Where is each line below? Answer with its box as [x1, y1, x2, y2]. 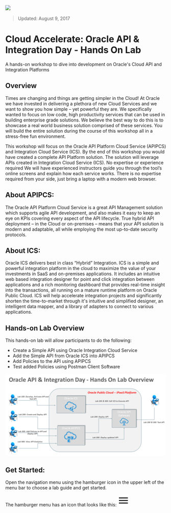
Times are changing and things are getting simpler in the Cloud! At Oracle [5, 95, 160, 101]
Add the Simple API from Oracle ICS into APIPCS [12, 353, 115, 359]
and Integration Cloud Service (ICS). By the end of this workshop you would [5, 149, 165, 155]
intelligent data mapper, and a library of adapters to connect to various [5, 303, 154, 310]
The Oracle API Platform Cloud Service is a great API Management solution [5, 204, 163, 210]
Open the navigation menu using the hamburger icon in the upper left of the [5, 479, 164, 485]
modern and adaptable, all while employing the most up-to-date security [5, 226, 158, 232]
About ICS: [5, 246, 41, 255]
